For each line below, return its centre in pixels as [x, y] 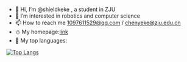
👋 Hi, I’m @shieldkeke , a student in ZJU [65, 9]
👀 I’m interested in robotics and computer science [77, 16]
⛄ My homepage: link [42, 32]
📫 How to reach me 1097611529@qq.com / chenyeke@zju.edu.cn [98, 22]
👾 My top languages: [41, 40]
